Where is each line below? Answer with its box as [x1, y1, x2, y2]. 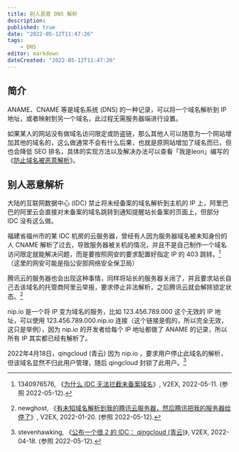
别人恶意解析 [7, 179, 64, 191]
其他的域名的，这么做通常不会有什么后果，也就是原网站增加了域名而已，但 [13, 138, 232, 147]
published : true [7, 23, 55, 31]
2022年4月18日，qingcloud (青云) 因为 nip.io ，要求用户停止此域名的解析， [7, 349, 228, 357]
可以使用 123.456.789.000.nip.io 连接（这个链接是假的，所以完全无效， [19, 316, 228, 325]
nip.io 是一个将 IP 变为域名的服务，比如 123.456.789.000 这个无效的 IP [7, 307, 213, 315]
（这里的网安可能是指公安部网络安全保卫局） [7, 259, 139, 268]
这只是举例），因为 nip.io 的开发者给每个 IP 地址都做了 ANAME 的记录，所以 [7, 325, 228, 333]
